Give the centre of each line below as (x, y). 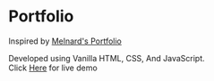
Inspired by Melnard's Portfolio (65, 41)
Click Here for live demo (53, 68)
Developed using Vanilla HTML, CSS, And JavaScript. (107, 58)
